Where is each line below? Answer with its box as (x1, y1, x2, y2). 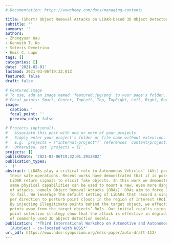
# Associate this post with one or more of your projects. (5, 130, 139, 136)
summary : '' (5, 26, 31, 31)
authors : (5, 31, 24, 36)
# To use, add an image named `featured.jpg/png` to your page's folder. (5, 93, 166, 98)
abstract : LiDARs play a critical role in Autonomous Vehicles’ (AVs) (5, 168, 159, 173)
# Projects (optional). (5, 126, 56, 131)
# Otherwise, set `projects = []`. (5, 144, 86, 150)
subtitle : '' (5, 21, 33, 27)
